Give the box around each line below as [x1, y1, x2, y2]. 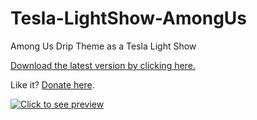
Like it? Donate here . [10, 78, 95, 91]
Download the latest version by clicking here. [10, 59, 196, 71]
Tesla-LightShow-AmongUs [10, 7, 248, 30]
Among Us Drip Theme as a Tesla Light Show [10, 40, 197, 52]
